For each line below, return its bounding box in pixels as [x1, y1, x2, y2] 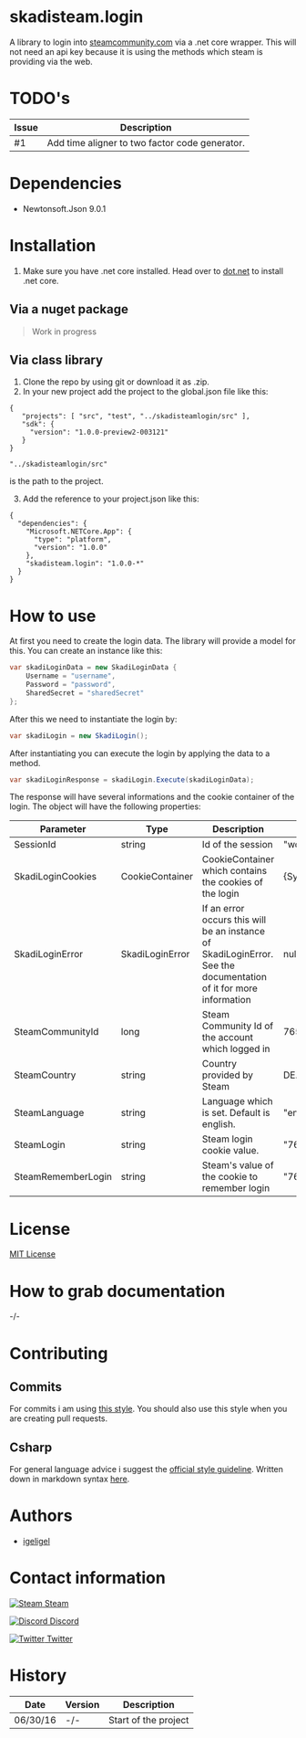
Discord [49, 1616, 79, 1627]
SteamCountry [14, 1069, 76, 1081]
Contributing [9, 1343, 108, 1364]
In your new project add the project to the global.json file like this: [22, 386, 269, 397]
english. [201, 1118, 236, 1131]
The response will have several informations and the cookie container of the [9, 792, 295, 803]
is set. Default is [201, 1107, 270, 1120]
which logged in [201, 1043, 270, 1056]
